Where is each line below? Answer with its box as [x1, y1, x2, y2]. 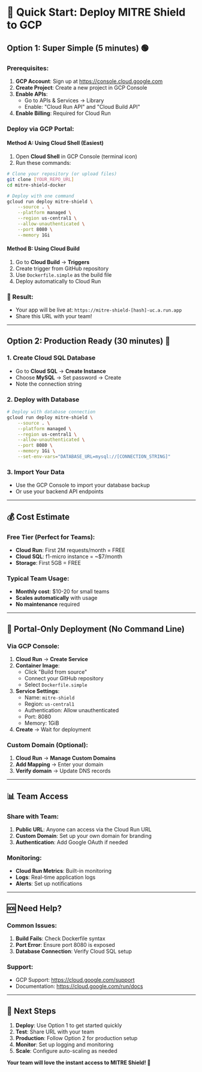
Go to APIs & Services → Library [24, 96, 104, 104]
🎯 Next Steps [7, 1006, 56, 1016]
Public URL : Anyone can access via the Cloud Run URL [15, 825, 152, 833]
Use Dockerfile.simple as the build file [15, 271, 112, 279]
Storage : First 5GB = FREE [15, 559, 82, 566]
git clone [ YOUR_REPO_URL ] [7, 176, 74, 182]
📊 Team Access [7, 791, 68, 801]
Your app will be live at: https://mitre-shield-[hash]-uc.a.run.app [15, 306, 182, 313]
